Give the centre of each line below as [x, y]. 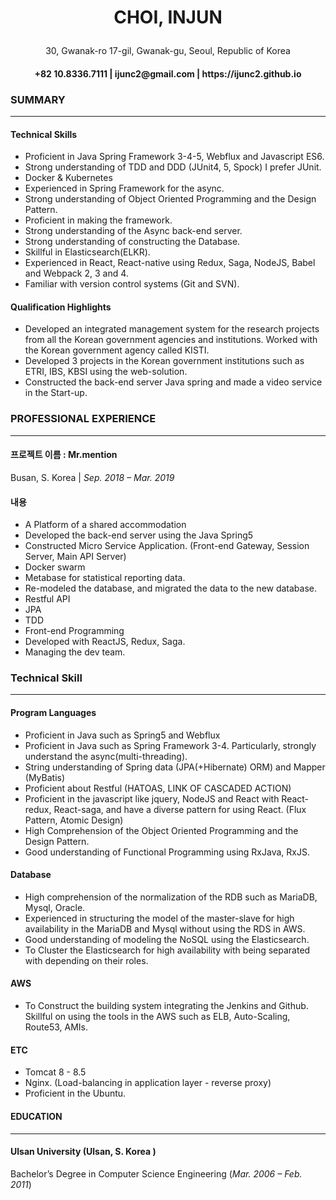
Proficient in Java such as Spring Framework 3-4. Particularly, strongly [170, 745]
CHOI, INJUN [168, 17]
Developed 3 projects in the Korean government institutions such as [164, 361]
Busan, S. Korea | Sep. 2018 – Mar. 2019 [92, 477]
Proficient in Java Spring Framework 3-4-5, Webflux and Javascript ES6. [174, 157]
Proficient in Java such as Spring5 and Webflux [122, 735]
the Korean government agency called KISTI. [117, 350]
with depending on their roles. [86, 960]
